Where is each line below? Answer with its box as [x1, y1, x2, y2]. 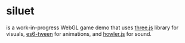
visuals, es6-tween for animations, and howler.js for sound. [6, 30, 152, 37]
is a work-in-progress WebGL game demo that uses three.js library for [6, 24, 179, 31]
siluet [6, 4, 35, 18]
